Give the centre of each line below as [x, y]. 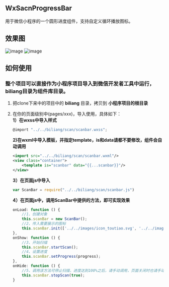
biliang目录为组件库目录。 [37, 91]
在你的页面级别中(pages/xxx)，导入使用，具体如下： [67, 114]
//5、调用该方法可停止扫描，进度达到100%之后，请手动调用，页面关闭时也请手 [91, 270]
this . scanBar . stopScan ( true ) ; [53, 275]
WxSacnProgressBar [38, 8]
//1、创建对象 [35, 214]
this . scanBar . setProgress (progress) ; [61, 257]
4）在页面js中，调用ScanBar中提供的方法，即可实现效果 [71, 200]
